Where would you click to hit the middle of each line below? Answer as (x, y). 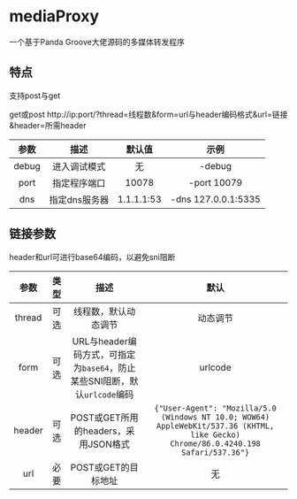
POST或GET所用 (104, 418)
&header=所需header (48, 125)
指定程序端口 (79, 183)
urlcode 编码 (109, 394)
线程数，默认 (100, 311)
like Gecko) (215, 434)
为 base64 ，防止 (104, 367)
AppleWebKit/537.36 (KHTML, (215, 426)
